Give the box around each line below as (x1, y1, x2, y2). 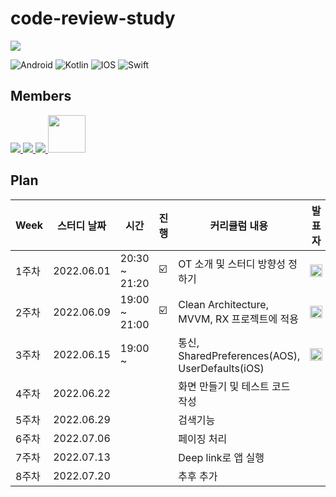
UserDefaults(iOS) (178, 361, 265, 375)
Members (10, 88, 72, 105)
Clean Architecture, (178, 297, 269, 311)
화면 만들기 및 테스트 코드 (178, 379, 291, 393)
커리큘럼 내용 (209, 218, 269, 232)
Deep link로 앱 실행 (178, 450, 265, 464)
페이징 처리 (178, 432, 228, 446)
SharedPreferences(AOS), (178, 348, 301, 362)
